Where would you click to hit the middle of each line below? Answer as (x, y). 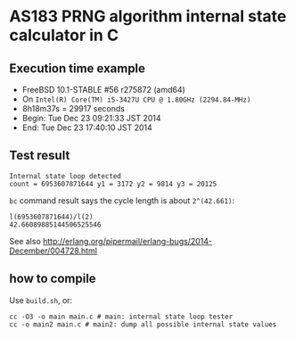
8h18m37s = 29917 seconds (73, 108)
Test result (40, 156)
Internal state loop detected (66, 176)
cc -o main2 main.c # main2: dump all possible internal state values (143, 324)
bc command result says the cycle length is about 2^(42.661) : (122, 200)
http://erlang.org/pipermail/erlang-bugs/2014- (127, 241)
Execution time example (77, 68)
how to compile (53, 279)
